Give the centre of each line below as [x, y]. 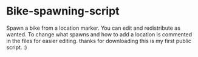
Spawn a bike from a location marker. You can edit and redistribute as [94, 28]
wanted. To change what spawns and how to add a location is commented [99, 34]
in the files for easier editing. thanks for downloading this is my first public [99, 41]
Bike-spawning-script [63, 11]
